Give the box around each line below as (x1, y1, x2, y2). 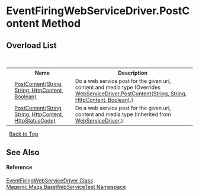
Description (118, 69, 148, 76)
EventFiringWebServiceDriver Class (6, 177, 94, 184)
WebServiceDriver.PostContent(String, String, (75, 90, 187, 97)
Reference (6, 164, 33, 171)
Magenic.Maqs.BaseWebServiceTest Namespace (6, 184, 126, 191)
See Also (6, 147, 40, 158)
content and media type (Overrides (75, 83, 161, 91)
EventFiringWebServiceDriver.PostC (6, 4, 190, 18)
